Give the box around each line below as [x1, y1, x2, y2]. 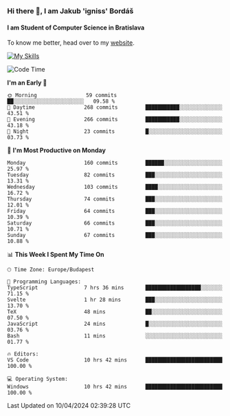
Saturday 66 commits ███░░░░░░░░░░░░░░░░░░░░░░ [7, 220, 223, 227]
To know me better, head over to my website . [7, 39, 135, 47]
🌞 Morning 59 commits [7, 92, 117, 99]
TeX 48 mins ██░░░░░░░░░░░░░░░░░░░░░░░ [7, 309, 223, 315]
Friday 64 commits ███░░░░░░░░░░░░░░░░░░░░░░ [7, 208, 223, 215]
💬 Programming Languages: [7, 278, 81, 285]
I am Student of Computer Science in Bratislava [7, 23, 145, 32]
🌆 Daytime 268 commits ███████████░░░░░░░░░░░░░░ [7, 104, 223, 111]
